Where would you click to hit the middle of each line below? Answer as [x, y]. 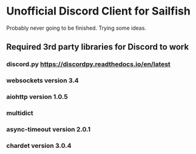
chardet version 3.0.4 [39, 146]
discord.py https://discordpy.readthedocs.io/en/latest [89, 64]
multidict [20, 113]
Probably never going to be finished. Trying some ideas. [76, 28]
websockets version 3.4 [42, 81]
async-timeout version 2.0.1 [49, 129]
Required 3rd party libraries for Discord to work [98, 47]
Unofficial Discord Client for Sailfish [99, 11]
